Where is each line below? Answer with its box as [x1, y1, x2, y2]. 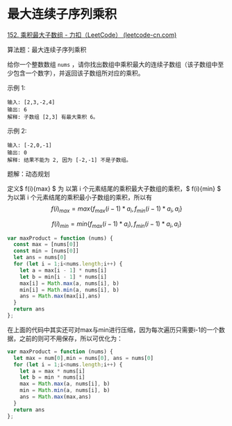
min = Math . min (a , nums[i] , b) [19, 387, 110, 394]
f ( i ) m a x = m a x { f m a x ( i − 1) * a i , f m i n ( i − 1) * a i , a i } [51, 204, 183, 214]
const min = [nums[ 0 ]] [13, 247, 79, 254]
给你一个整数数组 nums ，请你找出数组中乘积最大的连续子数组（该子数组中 [7, 60, 218, 68]
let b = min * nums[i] [19, 374, 85, 381]
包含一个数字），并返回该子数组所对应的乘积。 [13, 69, 144, 77]
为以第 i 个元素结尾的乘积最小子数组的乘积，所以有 [7, 192, 153, 202]
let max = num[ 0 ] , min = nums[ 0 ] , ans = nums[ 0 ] [13, 354, 154, 361]
